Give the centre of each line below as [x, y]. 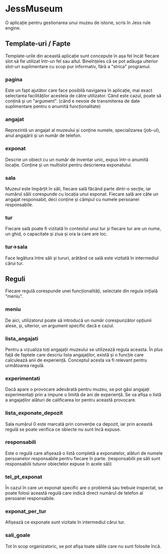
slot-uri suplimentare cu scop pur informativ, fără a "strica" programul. [78, 66]
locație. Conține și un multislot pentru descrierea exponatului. [68, 165]
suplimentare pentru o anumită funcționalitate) [53, 106]
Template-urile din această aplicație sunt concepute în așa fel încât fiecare [82, 56]
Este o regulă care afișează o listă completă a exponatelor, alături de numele [84, 453]
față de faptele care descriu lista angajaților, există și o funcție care [74, 354]
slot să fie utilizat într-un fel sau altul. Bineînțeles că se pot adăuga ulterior [81, 61]
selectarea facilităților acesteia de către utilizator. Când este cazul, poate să [83, 96]
